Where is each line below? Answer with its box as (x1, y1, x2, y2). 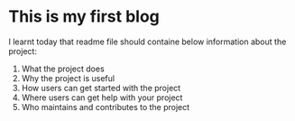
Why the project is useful (21, 72, 115, 83)
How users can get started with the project (21, 82, 181, 93)
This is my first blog (8, 6, 160, 27)
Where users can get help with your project (21, 92, 183, 103)
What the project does (21, 63, 105, 74)
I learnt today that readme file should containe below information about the (8, 36, 287, 47)
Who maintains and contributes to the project (21, 101, 190, 112)
